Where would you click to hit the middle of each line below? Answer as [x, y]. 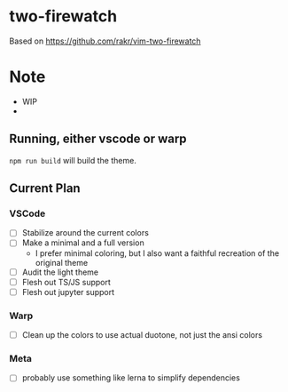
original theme [62, 262]
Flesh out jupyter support [68, 292]
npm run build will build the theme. [73, 160]
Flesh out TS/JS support [66, 282]
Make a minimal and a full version [83, 243]
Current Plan [45, 188]
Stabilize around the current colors [85, 233]
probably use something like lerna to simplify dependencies [131, 378]
